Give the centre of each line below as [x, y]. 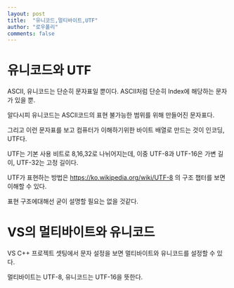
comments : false [31, 33]
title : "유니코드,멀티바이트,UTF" [53, 20]
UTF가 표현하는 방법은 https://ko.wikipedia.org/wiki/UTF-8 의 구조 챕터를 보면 [117, 177]
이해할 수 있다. [27, 187]
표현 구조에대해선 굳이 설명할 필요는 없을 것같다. [73, 201]
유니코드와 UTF [50, 70]
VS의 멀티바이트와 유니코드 [81, 232]
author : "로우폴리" [33, 27]
